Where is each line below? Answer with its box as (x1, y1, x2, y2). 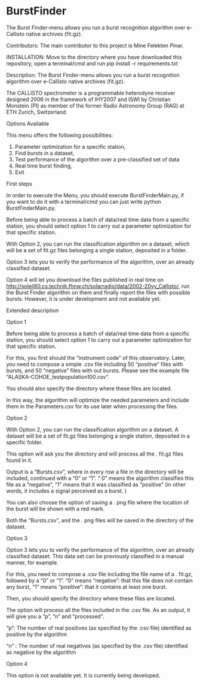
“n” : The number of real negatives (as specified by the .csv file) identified (6, 642, 188, 649)
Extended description (6, 307, 59, 314)
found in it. (6, 456, 33, 464)
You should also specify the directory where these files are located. (6, 384, 172, 392)
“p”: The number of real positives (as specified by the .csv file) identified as (6, 624, 192, 631)
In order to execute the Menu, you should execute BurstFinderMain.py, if (6, 191, 184, 198)
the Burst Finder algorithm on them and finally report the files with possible (6, 289, 190, 296)
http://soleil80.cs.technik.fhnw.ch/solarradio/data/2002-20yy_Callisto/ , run (6, 282, 190, 289)
